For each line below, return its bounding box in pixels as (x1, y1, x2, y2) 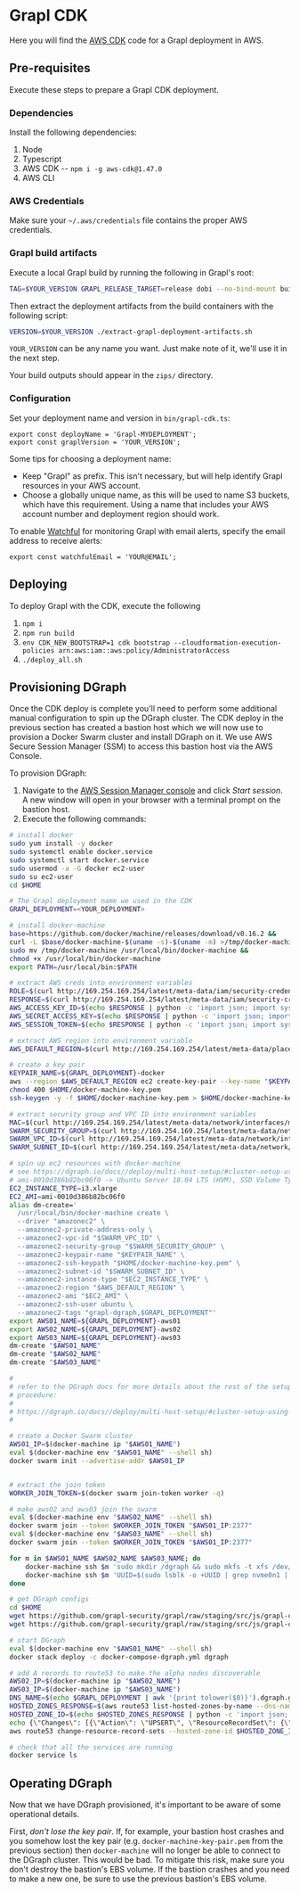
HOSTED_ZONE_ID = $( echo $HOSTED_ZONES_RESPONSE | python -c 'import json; (9, 1709, 289, 1719)
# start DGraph (9, 1635, 66, 1645)
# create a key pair (9, 1060, 86, 1070)
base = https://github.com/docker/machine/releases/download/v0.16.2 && (9, 929, 277, 939)
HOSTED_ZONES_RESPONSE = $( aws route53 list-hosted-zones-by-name (9, 1702, 253, 1711)
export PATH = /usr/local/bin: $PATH (9, 962, 138, 972)
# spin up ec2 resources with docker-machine (9, 1159, 181, 1168)
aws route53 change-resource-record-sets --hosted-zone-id (9, 1726, 233, 1735)
